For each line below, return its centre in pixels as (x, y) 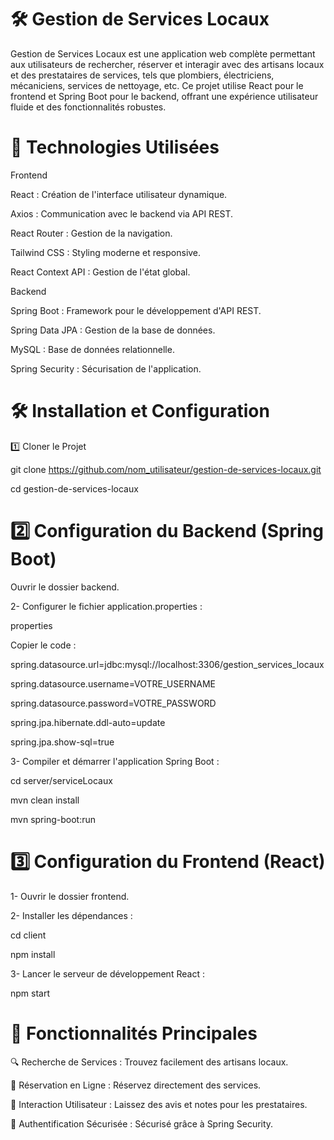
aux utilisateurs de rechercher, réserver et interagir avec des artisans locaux (167, 64)
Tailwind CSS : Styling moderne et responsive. (106, 252)
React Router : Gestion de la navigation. (91, 233)
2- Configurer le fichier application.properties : (106, 606)
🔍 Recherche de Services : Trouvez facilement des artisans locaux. (149, 1062)
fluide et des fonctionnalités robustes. (88, 107)
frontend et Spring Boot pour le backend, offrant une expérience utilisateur (164, 96)
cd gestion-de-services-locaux (74, 488)
